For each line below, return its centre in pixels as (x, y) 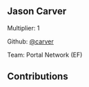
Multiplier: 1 (23, 28)
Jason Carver (37, 11)
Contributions (38, 76)
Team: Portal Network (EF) (45, 55)
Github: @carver (30, 41)
